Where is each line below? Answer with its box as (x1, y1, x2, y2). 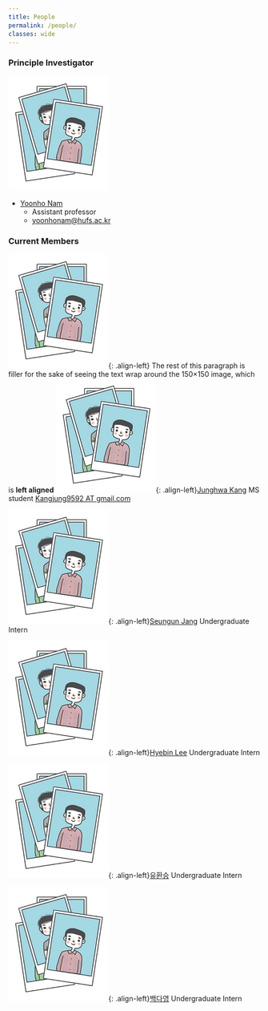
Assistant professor (31, 207, 97, 216)
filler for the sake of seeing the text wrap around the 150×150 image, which (8, 369, 255, 378)
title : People (8, 13, 56, 21)
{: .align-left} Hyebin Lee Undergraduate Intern (108, 747, 261, 757)
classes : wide (8, 30, 56, 38)
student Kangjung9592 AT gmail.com (8, 493, 131, 503)
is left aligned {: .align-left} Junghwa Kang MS (8, 485, 260, 495)
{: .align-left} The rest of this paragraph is (108, 361, 246, 370)
